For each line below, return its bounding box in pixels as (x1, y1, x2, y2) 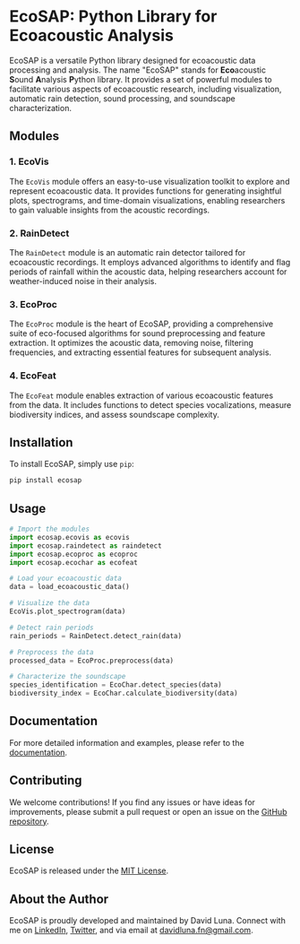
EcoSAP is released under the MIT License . (9, 865, 169, 876)
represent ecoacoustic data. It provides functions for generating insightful (9, 186, 282, 196)
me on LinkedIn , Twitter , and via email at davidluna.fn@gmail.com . (9, 925, 253, 936)
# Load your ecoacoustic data (9, 574, 123, 584)
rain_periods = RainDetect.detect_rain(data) (9, 631, 182, 640)
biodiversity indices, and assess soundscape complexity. (9, 409, 219, 420)
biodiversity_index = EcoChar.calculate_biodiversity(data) (9, 689, 239, 698)
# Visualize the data (9, 599, 90, 608)
